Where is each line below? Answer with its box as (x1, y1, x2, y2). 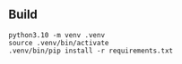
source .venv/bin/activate (8, 38, 109, 47)
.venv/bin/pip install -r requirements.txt (8, 46, 174, 55)
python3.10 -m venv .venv (8, 30, 105, 39)
